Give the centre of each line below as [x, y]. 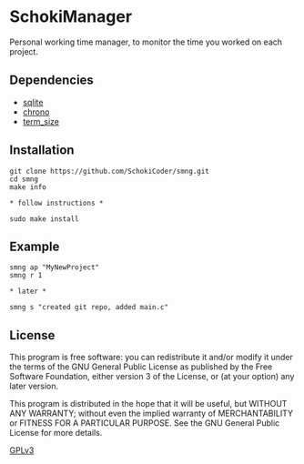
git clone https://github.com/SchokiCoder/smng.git [109, 171]
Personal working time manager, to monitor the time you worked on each [146, 42]
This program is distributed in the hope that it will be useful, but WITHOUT [148, 404]
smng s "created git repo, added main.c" [89, 308]
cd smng [24, 179]
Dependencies [51, 81]
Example [35, 246]
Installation [42, 151]
